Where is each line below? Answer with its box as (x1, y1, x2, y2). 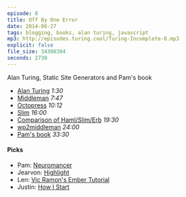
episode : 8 (7, 10, 38, 17)
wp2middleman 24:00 (16, 122, 80, 131)
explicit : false (7, 42, 54, 49)
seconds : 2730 (7, 55, 48, 62)
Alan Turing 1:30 (16, 86, 63, 94)
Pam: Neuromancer (16, 161, 73, 169)
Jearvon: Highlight (16, 168, 70, 176)
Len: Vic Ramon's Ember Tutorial (16, 175, 110, 183)
